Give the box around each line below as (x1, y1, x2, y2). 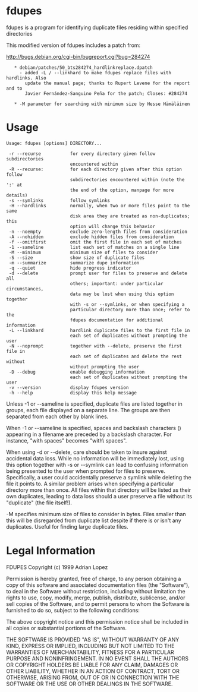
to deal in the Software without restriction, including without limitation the (6, 587, 186, 595)
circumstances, (6, 286, 44, 292)
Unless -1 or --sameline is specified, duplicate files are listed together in (6, 400, 183, 407)
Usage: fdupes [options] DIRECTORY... (6, 140, 102, 146)
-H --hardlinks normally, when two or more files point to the (8, 203, 190, 208)
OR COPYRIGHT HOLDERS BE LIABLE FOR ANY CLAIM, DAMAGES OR (6, 661, 178, 668)
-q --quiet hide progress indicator (8, 265, 132, 271)
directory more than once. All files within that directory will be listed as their (6, 486, 191, 494)
